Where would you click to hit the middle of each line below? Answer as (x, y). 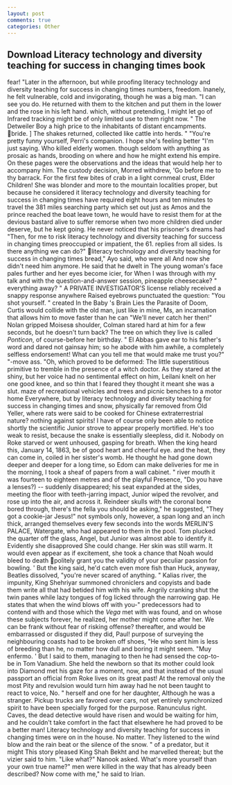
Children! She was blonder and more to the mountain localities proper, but (113, 185)
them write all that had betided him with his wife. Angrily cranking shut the (113, 590)
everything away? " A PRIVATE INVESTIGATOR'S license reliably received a (114, 288)
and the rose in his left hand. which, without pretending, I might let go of (110, 112)
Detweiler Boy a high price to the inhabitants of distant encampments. (107, 126)
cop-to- (208, 656)
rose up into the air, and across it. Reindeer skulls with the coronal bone (109, 502)
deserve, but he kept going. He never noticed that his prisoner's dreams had (116, 229)
